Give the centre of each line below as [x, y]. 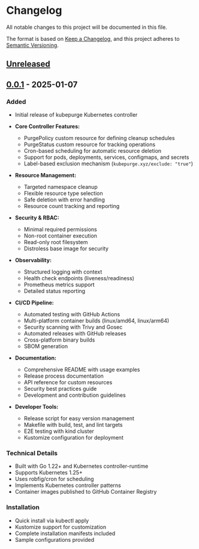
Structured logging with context [63, 272]
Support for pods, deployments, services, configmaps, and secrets [106, 158]
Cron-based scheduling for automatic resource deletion [93, 151]
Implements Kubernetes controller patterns [68, 485]
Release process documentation [64, 376]
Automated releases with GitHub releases [75, 334]
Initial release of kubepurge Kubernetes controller [76, 115]
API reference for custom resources [68, 382]
